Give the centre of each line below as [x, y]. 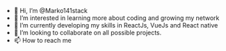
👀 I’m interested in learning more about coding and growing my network [116, 18]
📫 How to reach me [42, 40]
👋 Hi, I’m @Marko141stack [51, 11]
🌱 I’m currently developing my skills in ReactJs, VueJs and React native [116, 25]
